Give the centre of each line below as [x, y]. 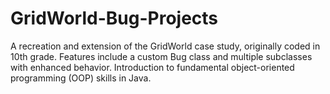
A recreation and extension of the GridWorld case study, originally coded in [165, 46]
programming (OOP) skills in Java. [81, 78]
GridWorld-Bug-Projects [114, 18]
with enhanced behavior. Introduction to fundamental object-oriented [152, 67]
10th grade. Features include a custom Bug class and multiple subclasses [161, 56]
